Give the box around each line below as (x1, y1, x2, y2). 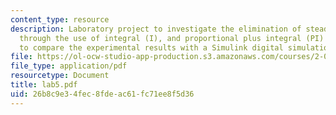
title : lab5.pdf (10, 80, 78, 90)
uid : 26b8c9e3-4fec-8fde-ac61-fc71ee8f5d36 (10, 89, 195, 99)
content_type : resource (10, 14, 110, 25)
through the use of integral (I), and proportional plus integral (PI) (19, 33, 325, 43)
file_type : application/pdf (10, 61, 128, 71)
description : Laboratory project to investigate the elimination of (10, 24, 302, 34)
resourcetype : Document (10, 71, 110, 81)
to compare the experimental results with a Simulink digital (19, 42, 284, 53)
